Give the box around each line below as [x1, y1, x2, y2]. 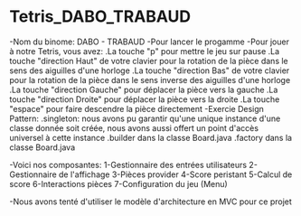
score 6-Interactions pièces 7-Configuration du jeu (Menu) [9, 178, 228, 189]
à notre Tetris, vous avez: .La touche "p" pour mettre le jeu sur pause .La [9, 45, 280, 56]
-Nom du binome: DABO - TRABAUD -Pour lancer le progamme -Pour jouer [9, 36, 289, 47]
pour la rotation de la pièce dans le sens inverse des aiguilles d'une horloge [9, 74, 291, 85]
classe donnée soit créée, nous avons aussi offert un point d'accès [9, 122, 259, 133]
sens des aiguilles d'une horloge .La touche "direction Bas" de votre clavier [9, 65, 290, 76]
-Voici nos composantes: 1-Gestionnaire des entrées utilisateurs [9, 159, 247, 170]
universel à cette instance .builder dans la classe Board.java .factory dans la [9, 132, 292, 143]
